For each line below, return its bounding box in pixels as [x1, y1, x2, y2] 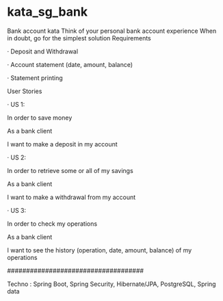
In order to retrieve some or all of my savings [7, 166, 133, 174]
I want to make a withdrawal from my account [7, 193, 136, 201]
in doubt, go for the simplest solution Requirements [7, 34, 152, 42]
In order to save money [7, 114, 73, 122]
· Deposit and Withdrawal [7, 47, 79, 55]
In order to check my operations [7, 220, 98, 228]
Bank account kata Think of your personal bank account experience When [7, 27, 217, 35]
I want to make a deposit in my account [7, 140, 118, 148]
